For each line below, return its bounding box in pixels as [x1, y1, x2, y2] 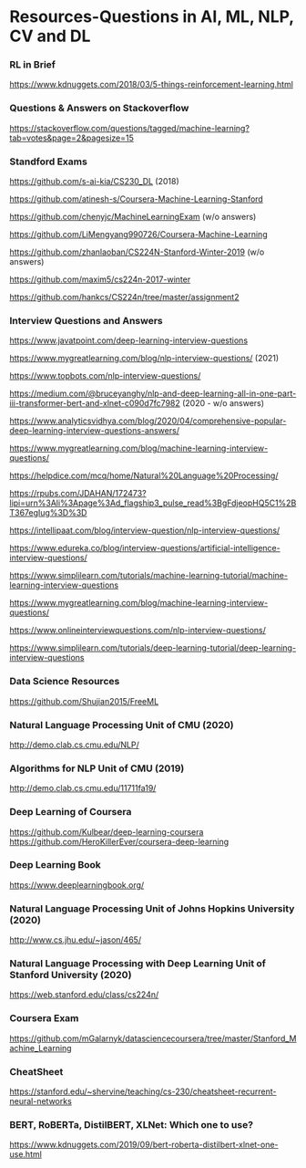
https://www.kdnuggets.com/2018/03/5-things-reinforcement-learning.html [9, 79, 294, 90]
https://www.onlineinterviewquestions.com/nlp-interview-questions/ [9, 625, 267, 636]
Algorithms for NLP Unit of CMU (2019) [9, 762, 185, 775]
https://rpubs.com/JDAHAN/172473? [9, 488, 148, 499]
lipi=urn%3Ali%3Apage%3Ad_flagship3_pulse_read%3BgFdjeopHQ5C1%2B [9, 497, 297, 508]
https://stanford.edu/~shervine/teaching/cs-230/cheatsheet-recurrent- [9, 1086, 277, 1097]
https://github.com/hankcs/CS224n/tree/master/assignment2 [9, 292, 240, 303]
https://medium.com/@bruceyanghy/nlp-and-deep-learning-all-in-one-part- [9, 388, 297, 399]
